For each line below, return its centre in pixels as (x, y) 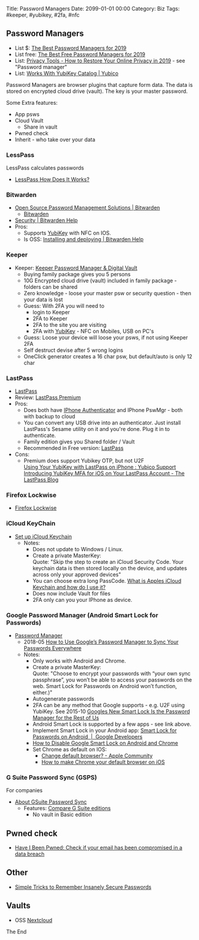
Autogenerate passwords (63, 698)
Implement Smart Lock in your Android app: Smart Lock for (105, 730)
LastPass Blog (41, 480)
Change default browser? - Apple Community (97, 755)
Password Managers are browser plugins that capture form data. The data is (99, 85)
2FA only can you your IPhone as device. (82, 599)
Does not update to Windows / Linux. (78, 549)
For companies (24, 791)
